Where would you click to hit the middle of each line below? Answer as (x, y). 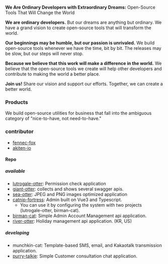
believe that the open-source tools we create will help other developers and (83, 69)
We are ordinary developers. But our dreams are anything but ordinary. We (83, 22)
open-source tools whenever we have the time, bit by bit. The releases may (83, 48)
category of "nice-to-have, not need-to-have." (53, 118)
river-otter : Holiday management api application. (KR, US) (72, 221)
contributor (20, 131)
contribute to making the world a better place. (53, 74)
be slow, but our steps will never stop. (45, 53)
